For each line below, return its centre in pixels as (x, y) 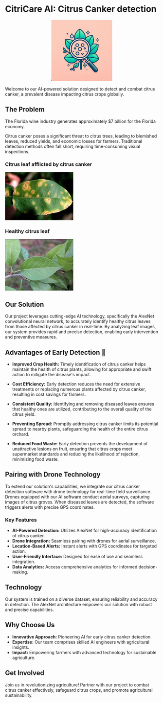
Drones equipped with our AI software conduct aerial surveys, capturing (77, 497)
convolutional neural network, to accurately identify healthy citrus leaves (78, 321)
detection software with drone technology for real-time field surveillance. (78, 491)
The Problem (25, 109)
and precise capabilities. (30, 610)
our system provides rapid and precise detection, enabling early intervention (82, 332)
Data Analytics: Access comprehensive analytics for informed (75, 567)
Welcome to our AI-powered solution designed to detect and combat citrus (80, 89)
